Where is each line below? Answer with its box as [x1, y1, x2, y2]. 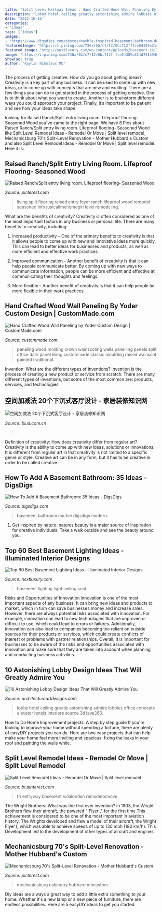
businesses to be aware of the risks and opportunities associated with [5, 642, 144, 647]
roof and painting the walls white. [5, 740, 71, 746]
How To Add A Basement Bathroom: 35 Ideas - [5, 473, 147, 482]
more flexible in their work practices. [12, 288, 85, 294]
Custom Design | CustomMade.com [5, 310, 115, 318]
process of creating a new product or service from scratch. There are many [5, 371, 155, 377]
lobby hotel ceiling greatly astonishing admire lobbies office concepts [16, 705, 155, 710]
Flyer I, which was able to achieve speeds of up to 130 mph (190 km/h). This [5, 823, 156, 829]
